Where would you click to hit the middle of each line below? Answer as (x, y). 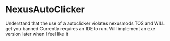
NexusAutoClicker (45, 9)
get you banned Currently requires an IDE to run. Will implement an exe (80, 28)
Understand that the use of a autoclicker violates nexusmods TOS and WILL (85, 23)
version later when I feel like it (37, 34)
